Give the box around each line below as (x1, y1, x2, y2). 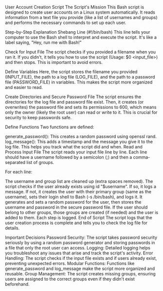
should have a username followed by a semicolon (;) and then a (5, 154, 132, 160)
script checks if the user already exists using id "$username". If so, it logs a (5, 184, 157, 189)
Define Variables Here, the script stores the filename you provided (5, 69, 138, 75)
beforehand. (5, 281, 30, 287)
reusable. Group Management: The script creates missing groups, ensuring (5, 271, 156, 276)
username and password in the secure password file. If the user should (5, 205, 148, 210)
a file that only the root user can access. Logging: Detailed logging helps (5, 245, 151, 250)
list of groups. (26, 160, 54, 165)
